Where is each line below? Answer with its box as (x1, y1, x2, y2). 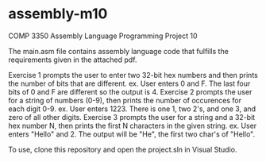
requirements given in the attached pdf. (8, 55, 137, 64)
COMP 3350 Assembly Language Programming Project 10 (8, 31, 198, 40)
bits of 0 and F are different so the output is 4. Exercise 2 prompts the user (8, 87, 253, 96)
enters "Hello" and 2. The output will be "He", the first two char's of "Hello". (8, 129, 256, 139)
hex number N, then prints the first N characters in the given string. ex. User (8, 121, 257, 130)
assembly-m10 (8, 5, 108, 23)
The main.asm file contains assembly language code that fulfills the (8, 46, 229, 56)
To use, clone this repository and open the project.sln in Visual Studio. (8, 145, 237, 154)
